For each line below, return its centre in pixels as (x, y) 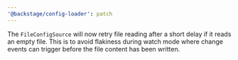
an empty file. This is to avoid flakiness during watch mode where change (115, 41)
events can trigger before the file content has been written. (94, 49)
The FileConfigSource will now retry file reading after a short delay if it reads (119, 34)
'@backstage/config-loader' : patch (60, 14)
